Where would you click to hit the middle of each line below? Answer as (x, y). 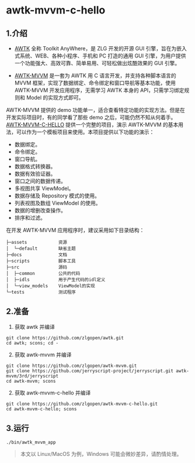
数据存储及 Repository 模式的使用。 (57, 196)
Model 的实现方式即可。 (55, 98)
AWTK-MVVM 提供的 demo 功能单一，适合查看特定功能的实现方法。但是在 (96, 110)
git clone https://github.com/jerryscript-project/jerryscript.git (90, 371)
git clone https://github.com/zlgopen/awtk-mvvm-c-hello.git (82, 404)
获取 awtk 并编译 (35, 326)
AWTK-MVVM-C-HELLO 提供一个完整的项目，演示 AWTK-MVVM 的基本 (92, 125)
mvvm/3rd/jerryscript (32, 376)
